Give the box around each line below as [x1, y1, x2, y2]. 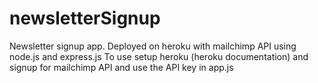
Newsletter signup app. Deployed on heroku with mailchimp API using [9, 40, 297, 52]
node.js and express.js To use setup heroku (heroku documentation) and [9, 50, 309, 62]
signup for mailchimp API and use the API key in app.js [9, 61, 234, 73]
